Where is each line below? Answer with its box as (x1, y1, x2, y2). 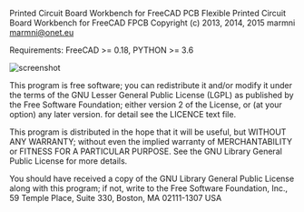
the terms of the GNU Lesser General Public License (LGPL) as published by (9, 90, 294, 100)
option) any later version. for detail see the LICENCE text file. (9, 109, 237, 119)
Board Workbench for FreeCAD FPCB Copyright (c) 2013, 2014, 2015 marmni (9, 17, 296, 28)
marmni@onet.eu (9, 27, 74, 37)
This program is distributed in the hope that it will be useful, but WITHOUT (9, 126, 287, 137)
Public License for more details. (9, 156, 128, 167)
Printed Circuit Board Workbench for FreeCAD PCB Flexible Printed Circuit (9, 8, 287, 18)
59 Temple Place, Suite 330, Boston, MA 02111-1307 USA (9, 193, 222, 203)
